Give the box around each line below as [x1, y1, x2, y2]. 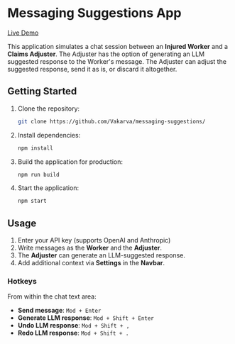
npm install [17, 144, 53, 152]
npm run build [17, 171, 60, 178]
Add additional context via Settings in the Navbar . [17, 259, 165, 267]
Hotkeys [7, 276, 37, 286]
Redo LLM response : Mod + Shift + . [17, 328, 129, 338]
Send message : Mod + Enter [17, 306, 102, 315]
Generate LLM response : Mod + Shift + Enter [17, 314, 155, 322]
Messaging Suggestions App [7, 5, 182, 21]
